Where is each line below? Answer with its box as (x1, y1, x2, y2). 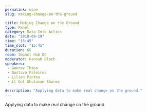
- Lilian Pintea (7, 75, 40, 80)
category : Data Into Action (5, 30, 62, 35)
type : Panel (5, 25, 29, 30)
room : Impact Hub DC (5, 52, 47, 57)
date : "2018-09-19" (5, 34, 45, 39)
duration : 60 (5, 47, 32, 53)
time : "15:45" (5, 38, 34, 44)
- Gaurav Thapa (7, 66, 38, 71)
